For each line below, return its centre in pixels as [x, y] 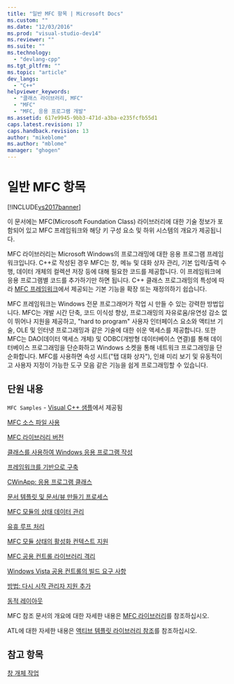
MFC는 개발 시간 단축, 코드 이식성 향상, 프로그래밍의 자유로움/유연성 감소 [121, 312]
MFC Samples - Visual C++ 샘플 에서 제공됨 [65, 407]
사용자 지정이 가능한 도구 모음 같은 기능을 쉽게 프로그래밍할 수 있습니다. [111, 365]
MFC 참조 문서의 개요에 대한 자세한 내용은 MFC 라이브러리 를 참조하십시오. [108, 615]
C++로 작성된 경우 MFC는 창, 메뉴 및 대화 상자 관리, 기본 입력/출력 [129, 263]
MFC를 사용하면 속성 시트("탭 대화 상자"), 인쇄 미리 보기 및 [118, 356]
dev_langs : [23, 79]
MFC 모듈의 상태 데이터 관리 [46, 511]
